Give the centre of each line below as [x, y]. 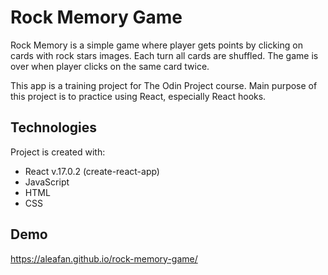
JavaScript [47, 182]
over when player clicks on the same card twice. [110, 66]
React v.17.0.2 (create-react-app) [92, 171]
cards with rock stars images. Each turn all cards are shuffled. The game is [164, 55]
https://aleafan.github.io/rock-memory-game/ [104, 258]
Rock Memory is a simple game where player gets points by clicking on [156, 45]
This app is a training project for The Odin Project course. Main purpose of [164, 85]
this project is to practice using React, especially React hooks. [138, 96]
